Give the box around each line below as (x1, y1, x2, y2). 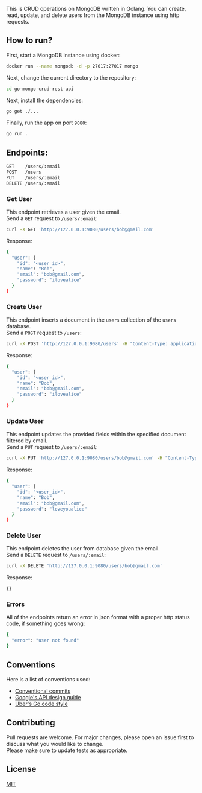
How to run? (6, 36, 53, 46)
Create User (6, 302, 42, 311)
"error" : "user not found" (11, 637, 79, 643)
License (6, 764, 37, 774)
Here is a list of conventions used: (6, 675, 91, 683)
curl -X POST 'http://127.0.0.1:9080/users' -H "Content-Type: (6, 341, 168, 347)
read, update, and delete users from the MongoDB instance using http (6, 11, 180, 19)
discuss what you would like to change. (6, 740, 104, 747)
